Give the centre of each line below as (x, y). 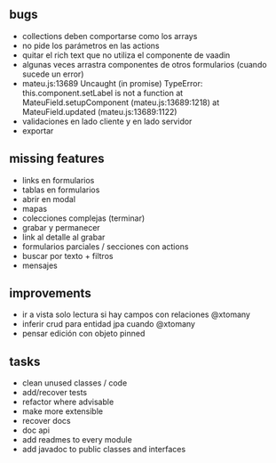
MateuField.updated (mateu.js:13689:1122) (99, 111)
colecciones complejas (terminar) (83, 218)
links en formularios (58, 180)
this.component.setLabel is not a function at (103, 93)
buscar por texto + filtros (67, 256)
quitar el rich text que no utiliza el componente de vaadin (126, 55)
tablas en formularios (61, 190)
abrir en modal (49, 199)
